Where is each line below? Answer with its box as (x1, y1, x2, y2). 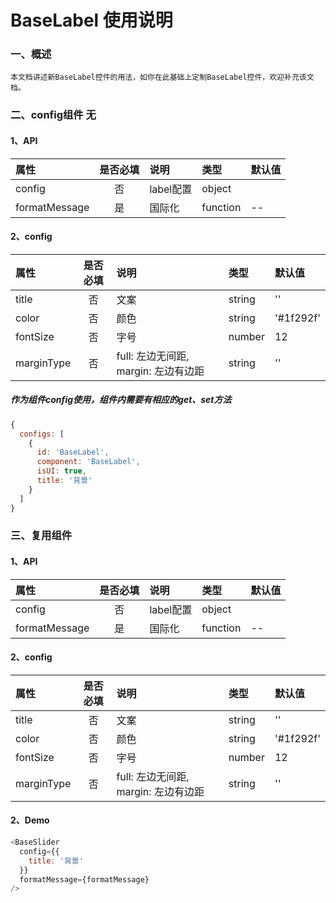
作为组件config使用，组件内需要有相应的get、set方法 (10, 394, 232, 406)
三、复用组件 (10, 529, 73, 543)
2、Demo (10, 814, 50, 826)
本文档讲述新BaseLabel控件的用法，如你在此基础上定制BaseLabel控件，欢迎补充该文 (10, 72, 315, 83)
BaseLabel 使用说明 (10, 9, 173, 32)
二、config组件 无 (10, 108, 97, 122)
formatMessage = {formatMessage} (19, 874, 150, 885)
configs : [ (19, 429, 65, 439)
